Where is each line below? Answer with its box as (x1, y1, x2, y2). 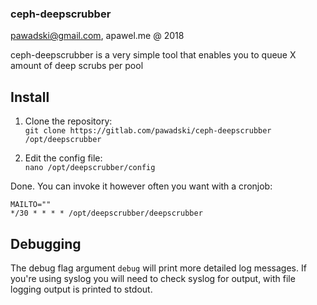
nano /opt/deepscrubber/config (24, 163, 156, 173)
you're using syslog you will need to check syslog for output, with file (10, 272, 296, 284)
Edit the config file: (24, 152, 103, 164)
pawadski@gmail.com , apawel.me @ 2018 (10, 30, 185, 42)
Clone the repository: (24, 115, 113, 127)
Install (10, 88, 50, 106)
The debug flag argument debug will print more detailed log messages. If (10, 262, 307, 274)
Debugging (10, 235, 82, 252)
